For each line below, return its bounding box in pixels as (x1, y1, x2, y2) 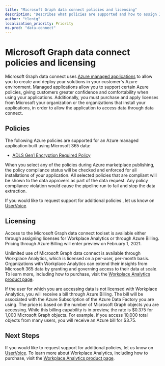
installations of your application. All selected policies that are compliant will (5, 172, 157, 178)
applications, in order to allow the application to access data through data (5, 105, 154, 111)
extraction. (5, 188, 27, 194)
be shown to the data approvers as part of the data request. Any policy (5, 177, 148, 183)
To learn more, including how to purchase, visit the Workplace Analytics (5, 271, 151, 277)
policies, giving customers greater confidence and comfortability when (5, 89, 149, 95)
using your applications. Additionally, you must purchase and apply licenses (5, 95, 159, 100)
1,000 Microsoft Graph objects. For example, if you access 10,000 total (5, 312, 148, 318)
